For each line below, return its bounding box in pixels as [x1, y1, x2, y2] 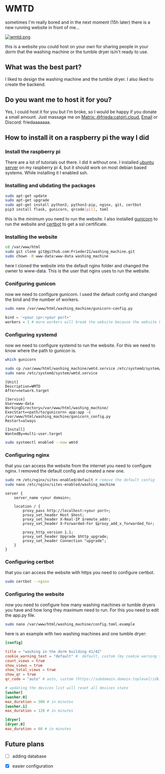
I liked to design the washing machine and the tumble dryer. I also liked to [5, 76, 154, 82]
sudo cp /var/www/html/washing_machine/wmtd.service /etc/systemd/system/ [5, 366, 162, 371]
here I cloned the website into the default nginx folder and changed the [5, 262, 149, 268]
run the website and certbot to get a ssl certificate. [5, 221, 108, 227]
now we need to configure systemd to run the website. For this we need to [5, 343, 156, 349]
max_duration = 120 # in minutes [5, 709, 74, 713]
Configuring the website [5, 590, 65, 597]
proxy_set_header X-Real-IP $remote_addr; [23, 516, 111, 522]
